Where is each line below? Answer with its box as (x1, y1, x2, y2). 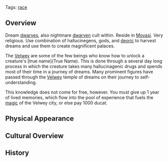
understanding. (5, 79, 37, 85)
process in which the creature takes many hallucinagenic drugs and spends (5, 63, 162, 69)
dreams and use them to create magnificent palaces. (5, 43, 115, 49)
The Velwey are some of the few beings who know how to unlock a (5, 52, 145, 58)
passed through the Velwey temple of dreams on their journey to (5, 74, 140, 80)
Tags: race (5, 5, 28, 10)
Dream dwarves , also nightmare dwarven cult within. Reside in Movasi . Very (5, 32, 163, 38)
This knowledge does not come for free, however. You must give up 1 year (5, 89, 159, 95)
